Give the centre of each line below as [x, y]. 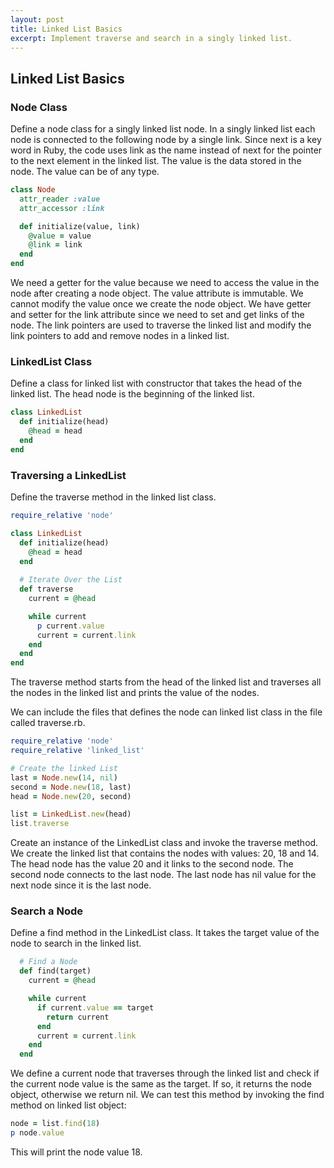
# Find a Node [48, 962]
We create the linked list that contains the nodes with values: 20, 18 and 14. [165, 853]
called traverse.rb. [48, 723]
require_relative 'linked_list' [77, 751]
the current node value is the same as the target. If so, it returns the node [161, 1084]
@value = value [60, 236]
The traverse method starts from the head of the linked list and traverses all [166, 682]
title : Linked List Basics [66, 29]
